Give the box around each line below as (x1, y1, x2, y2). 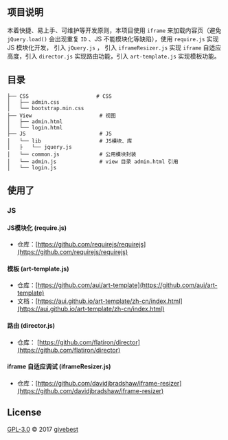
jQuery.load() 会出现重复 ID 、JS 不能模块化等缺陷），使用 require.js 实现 (7, 34, 219, 43)
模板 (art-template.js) (7, 264, 69, 273)
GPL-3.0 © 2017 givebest (7, 425, 79, 433)
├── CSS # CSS (7, 92, 112, 100)
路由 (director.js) (7, 321, 56, 329)
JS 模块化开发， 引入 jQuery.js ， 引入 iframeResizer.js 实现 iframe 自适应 (7, 43, 222, 52)
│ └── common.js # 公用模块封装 (7, 151, 137, 158)
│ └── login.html (7, 124, 63, 131)
